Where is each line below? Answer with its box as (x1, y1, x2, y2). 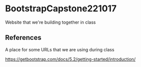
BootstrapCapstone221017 (5, 3, 117, 14)
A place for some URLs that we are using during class (5, 46, 115, 52)
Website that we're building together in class (5, 19, 96, 25)
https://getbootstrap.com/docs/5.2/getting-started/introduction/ (5, 56, 136, 62)
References (5, 33, 42, 42)
